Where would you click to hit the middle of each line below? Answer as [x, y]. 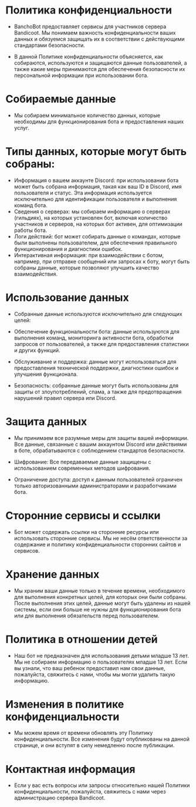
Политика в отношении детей [82, 639]
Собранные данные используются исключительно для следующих [98, 314]
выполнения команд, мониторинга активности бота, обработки [94, 338]
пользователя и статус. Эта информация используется [83, 193]
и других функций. [37, 350]
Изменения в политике [65, 704]
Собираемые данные [61, 99]
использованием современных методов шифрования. [82, 468]
